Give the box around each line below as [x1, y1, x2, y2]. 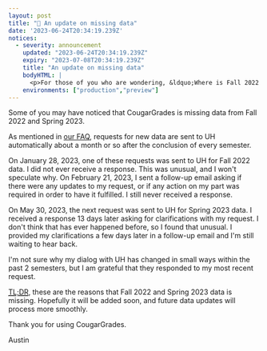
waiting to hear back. [8, 239, 78, 249]
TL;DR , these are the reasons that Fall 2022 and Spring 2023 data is [8, 287, 233, 297]
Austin [8, 335, 30, 345]
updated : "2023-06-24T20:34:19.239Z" [22, 49, 149, 57]
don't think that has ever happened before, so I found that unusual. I [8, 222, 233, 232]
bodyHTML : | [22, 71, 62, 79]
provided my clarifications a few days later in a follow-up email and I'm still [8, 231, 254, 241]
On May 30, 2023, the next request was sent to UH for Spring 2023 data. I [8, 205, 253, 215]
